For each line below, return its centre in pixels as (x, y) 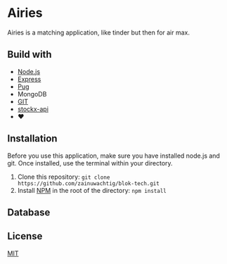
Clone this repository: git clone (64, 177)
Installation (32, 139)
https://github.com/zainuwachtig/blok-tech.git (88, 183)
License (25, 236)
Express (29, 79)
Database (29, 212)
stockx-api (33, 109)
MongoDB (32, 94)
